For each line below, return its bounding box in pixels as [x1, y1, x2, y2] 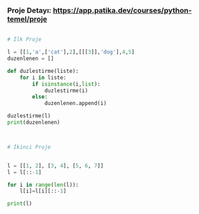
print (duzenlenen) [7, 119, 60, 126]
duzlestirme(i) [44, 87, 89, 94]
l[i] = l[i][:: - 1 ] [19, 188, 67, 195]
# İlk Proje [7, 36, 42, 43]
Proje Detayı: [7, 6, 52, 15]
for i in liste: [19, 74, 67, 81]
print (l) [7, 200, 33, 207]
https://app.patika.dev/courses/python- [53, 6, 192, 15]
